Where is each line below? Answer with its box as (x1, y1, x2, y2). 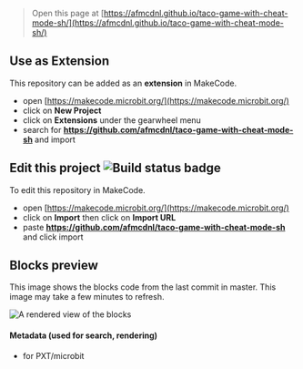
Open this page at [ (31, 8, 105, 18)
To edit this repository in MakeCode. (9, 184, 146, 195)
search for (22, 124, 62, 135)
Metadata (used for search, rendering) (9, 330, 157, 341)
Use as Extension (9, 54, 110, 69)
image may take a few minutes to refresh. (9, 292, 165, 302)
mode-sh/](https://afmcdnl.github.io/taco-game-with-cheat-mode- (31, 17, 285, 28)
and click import (22, 231, 84, 242)
